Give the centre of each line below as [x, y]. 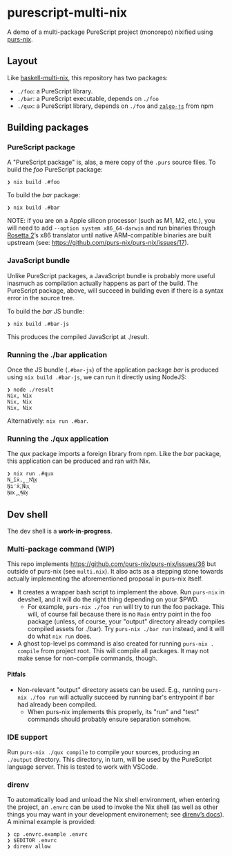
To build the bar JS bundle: [46, 311]
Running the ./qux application [58, 439]
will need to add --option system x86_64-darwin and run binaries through [112, 228]
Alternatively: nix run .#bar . [48, 421]
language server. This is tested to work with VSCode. [83, 767]
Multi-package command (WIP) [61, 549]
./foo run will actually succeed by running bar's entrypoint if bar [122, 697]
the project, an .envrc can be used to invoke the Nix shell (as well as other [113, 807]
